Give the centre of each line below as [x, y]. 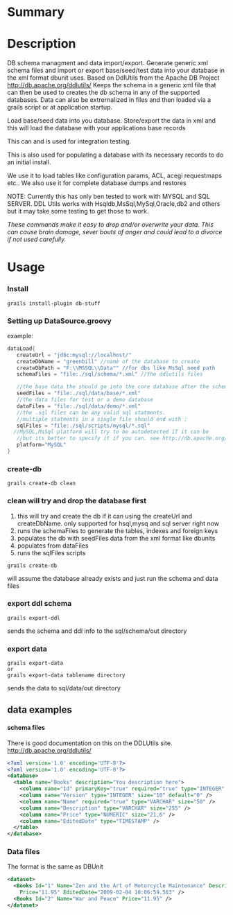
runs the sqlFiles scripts [51, 552]
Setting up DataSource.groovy [60, 321]
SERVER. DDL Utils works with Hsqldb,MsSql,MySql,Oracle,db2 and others [114, 204]
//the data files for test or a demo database [85, 400]
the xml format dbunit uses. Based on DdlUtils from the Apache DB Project [113, 78]
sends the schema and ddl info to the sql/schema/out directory [97, 631]
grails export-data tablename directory [67, 676]
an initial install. [29, 162]
